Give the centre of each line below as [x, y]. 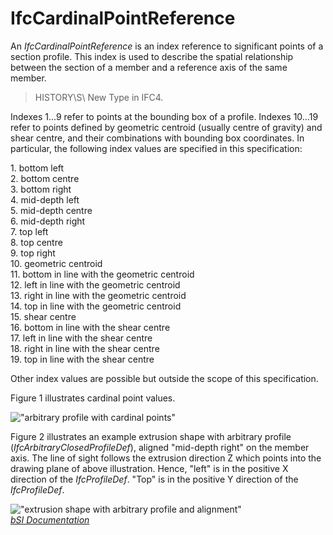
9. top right [33, 253]
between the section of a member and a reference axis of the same [149, 67]
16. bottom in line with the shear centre [90, 327]
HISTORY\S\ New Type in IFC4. [99, 97]
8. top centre [36, 242]
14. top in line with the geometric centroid [96, 306]
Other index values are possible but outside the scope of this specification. [164, 378]
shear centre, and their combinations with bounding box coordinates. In [157, 138]
